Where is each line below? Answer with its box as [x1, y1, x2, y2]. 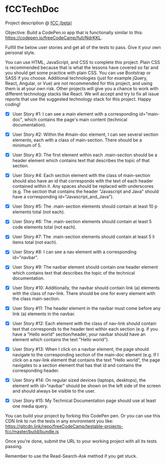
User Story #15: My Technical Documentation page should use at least [12, 398, 156, 404]
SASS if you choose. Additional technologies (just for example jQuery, [5, 75, 148, 81]
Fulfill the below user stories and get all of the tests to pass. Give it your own [5, 44, 161, 50]
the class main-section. [12, 295, 60, 301]
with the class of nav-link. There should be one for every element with [12, 290, 156, 296]
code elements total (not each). [12, 224, 77, 230]
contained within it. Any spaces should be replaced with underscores [12, 183, 154, 189]
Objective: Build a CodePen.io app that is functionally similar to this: [5, 29, 143, 35]
